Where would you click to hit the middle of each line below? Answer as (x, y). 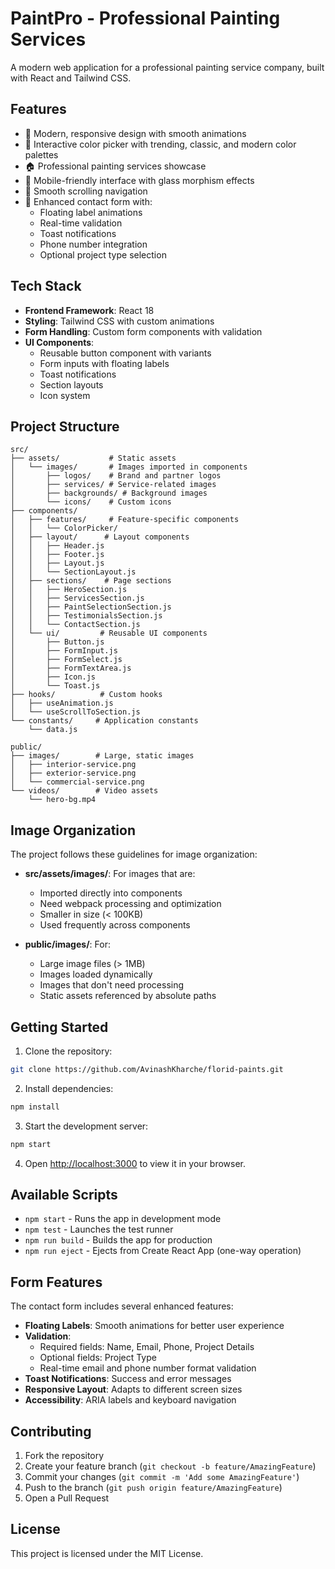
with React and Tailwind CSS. (71, 78)
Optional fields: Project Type (98, 1358)
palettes (41, 154)
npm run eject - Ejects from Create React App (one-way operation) (163, 1251)
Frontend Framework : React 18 (89, 310)
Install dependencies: (69, 1088)
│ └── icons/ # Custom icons (91, 502)
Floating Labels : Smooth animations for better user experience (154, 1326)
